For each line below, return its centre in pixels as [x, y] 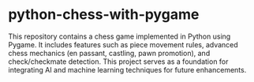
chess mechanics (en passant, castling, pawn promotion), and [109, 53]
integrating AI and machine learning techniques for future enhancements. [127, 69]
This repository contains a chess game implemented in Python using [120, 36]
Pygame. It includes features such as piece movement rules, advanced [123, 44]
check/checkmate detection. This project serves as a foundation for [118, 61]
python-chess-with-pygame [104, 15]
